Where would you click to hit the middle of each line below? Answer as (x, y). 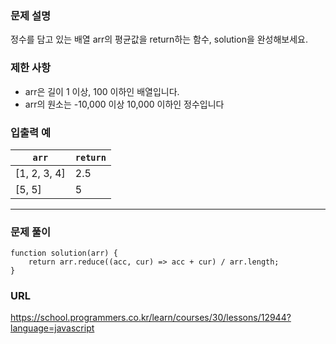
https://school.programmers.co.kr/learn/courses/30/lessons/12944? (151, 318)
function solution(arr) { (64, 253)
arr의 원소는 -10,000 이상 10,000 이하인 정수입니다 (124, 104)
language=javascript (52, 328)
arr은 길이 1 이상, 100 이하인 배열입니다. (102, 91)
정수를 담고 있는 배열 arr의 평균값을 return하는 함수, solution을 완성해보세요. (159, 39)
